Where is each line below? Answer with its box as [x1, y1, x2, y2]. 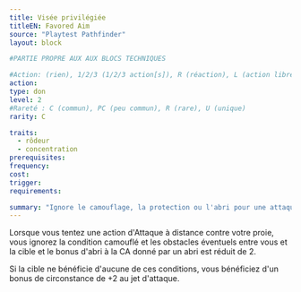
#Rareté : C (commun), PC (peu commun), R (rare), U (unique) [9, 104, 246, 113]
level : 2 [9, 95, 42, 104]
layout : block [9, 38, 63, 47]
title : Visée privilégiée [9, 13, 106, 22]
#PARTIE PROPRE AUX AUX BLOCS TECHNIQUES [9, 55, 167, 64]
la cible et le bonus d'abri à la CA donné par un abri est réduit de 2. [9, 246, 257, 257]
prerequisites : [9, 153, 66, 162]
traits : [9, 128, 39, 137]
